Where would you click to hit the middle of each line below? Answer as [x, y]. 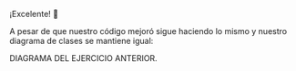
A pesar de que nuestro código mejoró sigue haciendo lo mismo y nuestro [148, 31]
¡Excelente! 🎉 [34, 14]
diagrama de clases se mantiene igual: [82, 41]
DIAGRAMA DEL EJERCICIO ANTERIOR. [83, 58]
